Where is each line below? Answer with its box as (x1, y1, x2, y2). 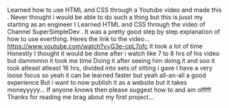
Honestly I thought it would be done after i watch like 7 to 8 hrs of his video (7, 49, 220, 57)
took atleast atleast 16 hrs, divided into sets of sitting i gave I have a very (7, 64, 213, 72)
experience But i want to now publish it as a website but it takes (7, 79, 188, 86)
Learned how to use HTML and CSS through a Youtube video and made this (7, 6, 222, 14)
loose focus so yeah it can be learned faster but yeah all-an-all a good (7, 71, 206, 79)
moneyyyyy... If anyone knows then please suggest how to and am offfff (7, 85, 212, 94)
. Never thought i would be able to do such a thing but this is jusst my (7, 13, 203, 21)
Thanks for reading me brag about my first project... (7, 93, 154, 101)
